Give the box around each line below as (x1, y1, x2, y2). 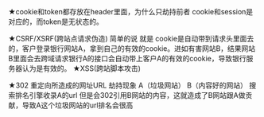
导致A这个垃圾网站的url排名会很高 (21, 100, 134, 110)
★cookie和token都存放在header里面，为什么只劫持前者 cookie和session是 (8, 7, 254, 16)
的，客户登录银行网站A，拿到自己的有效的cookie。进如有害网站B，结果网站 (8, 44, 256, 53)
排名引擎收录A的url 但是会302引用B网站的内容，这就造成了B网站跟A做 (14, 91, 246, 99)
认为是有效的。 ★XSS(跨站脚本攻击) (21, 64, 142, 73)
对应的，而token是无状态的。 (8, 17, 103, 26)
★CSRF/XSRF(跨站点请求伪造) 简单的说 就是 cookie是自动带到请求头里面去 (8, 34, 254, 43)
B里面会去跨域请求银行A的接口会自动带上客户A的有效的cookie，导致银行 (8, 54, 247, 63)
